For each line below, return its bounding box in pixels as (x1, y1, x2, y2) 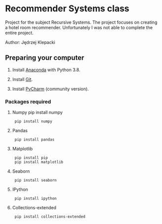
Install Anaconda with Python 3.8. (12, 67, 80, 73)
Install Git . (12, 76, 33, 82)
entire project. (5, 30, 33, 36)
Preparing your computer (5, 54, 85, 62)
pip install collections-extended (14, 214, 86, 220)
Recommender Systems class (5, 3, 130, 14)
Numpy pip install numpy (12, 110, 63, 115)
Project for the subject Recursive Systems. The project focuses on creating (5, 19, 158, 25)
